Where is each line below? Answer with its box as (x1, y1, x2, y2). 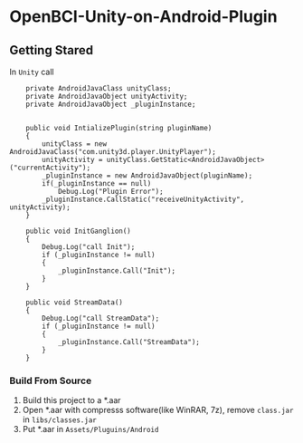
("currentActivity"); (9, 163, 91, 172)
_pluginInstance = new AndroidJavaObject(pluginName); (42, 171, 253, 180)
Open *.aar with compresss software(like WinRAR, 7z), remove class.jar (22, 405, 294, 416)
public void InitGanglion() (25, 226, 131, 236)
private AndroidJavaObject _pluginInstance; (25, 100, 196, 109)
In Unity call (9, 66, 54, 77)
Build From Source (9, 374, 92, 387)
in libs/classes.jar (22, 414, 97, 425)
